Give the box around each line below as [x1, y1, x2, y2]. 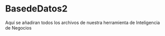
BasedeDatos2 [5, 3, 68, 14]
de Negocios [5, 24, 32, 30]
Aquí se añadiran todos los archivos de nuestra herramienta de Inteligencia [5, 19, 160, 25]
